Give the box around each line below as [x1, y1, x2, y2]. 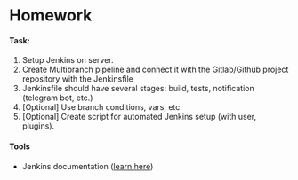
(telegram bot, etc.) [21, 92, 93, 103]
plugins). [21, 121, 55, 131]
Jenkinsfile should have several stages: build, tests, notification [21, 83, 255, 94]
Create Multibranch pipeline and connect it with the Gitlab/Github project [21, 64, 289, 75]
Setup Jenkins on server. [21, 55, 114, 66]
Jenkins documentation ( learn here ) [21, 160, 154, 171]
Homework [9, 5, 93, 26]
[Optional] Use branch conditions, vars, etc [21, 102, 181, 113]
